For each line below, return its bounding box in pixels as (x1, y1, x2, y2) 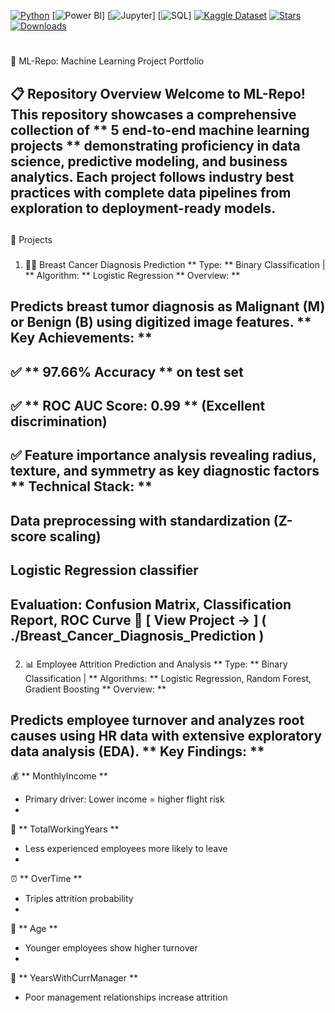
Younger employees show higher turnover (24, 942, 198, 954)
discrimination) (10, 413, 108, 430)
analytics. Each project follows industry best (10, 168, 295, 185)
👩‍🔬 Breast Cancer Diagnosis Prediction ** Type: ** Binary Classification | (24, 258, 326, 270)
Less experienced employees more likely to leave (24, 843, 228, 855)
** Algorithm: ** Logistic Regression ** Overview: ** (24, 269, 241, 281)
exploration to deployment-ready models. (10, 200, 277, 217)
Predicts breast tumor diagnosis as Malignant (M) (10, 298, 326, 315)
